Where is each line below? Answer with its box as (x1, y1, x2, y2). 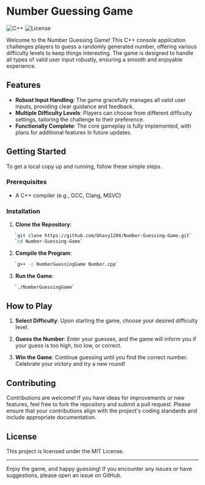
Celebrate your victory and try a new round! (15, 360, 126, 368)
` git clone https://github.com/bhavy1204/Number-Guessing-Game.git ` (14, 233, 192, 239)
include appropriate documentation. (6, 414, 96, 421)
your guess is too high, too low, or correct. (15, 342, 122, 349)
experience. (6, 62, 37, 70)
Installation (6, 206, 41, 215)
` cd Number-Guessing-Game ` (14, 238, 84, 245)
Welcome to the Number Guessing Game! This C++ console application (6, 36, 186, 43)
